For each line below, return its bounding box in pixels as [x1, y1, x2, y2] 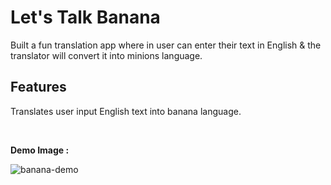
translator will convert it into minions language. [10, 49, 203, 61]
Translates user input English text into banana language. [10, 105, 242, 117]
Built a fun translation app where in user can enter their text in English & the [10, 39, 322, 51]
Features [10, 79, 67, 96]
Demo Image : [10, 144, 70, 156]
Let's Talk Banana [10, 6, 161, 29]
